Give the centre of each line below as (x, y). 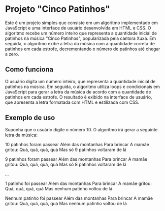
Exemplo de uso (30, 118)
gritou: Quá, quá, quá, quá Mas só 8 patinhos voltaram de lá (66, 164)
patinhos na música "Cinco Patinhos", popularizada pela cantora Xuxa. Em (81, 38)
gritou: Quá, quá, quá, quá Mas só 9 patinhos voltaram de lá (66, 150)
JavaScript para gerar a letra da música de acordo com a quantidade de (78, 91)
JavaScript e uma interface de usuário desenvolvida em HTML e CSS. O (78, 28)
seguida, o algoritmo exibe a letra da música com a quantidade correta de (80, 43)
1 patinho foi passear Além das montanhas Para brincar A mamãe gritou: (78, 183)
